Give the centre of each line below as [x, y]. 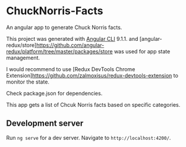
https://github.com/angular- [70, 45]
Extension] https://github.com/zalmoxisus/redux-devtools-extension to [92, 75]
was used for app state [142, 51]
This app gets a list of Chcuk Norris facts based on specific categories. [93, 104]
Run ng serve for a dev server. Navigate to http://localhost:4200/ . [89, 138]
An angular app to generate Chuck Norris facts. [64, 27]
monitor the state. [28, 82]
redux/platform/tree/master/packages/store [59, 51]
